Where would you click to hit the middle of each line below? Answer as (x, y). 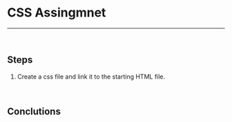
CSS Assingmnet (57, 13)
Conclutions (34, 112)
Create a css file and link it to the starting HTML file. (91, 77)
